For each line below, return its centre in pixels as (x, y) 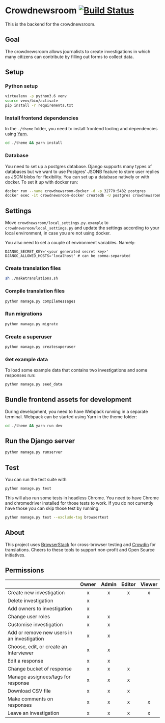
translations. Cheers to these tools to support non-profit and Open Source (80, 549)
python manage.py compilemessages (41, 301)
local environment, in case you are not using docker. (58, 233)
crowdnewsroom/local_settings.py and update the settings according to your (82, 228)
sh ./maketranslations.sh (31, 278)
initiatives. (15, 555)
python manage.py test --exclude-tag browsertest (57, 518)
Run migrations (24, 314)
